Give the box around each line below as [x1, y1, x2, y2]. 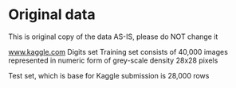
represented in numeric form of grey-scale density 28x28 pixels [8, 55, 218, 65]
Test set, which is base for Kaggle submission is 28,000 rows [8, 71, 210, 80]
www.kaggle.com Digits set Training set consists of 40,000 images [8, 47, 229, 56]
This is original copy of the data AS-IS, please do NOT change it [8, 32, 218, 41]
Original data [8, 6, 96, 24]
